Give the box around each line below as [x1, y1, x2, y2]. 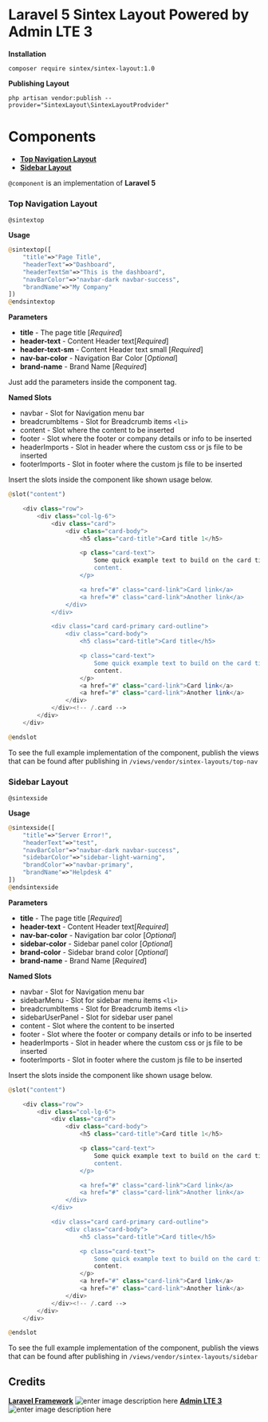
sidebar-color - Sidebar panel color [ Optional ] [19, 939, 173, 948]
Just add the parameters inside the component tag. [8, 378, 177, 387]
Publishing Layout [8, 78, 69, 88]
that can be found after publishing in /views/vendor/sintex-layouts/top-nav [8, 756, 258, 766]
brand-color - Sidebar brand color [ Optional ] [19, 947, 169, 957]
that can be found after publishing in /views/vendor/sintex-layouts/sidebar [8, 1352, 258, 1361]
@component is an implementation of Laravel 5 [8, 178, 156, 187]
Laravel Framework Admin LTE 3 [8, 1396, 223, 1406]
